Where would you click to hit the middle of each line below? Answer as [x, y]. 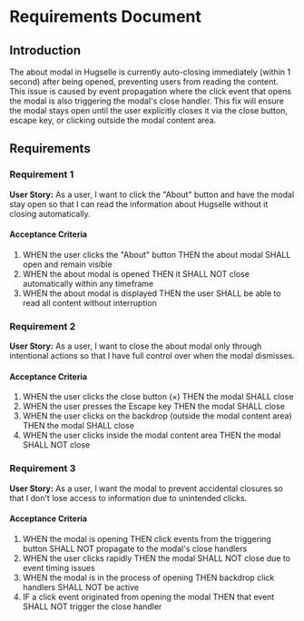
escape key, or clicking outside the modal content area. [113, 120]
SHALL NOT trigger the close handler [92, 606]
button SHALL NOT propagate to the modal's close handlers [135, 548]
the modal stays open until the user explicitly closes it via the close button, [148, 110]
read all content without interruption [89, 302]
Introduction [45, 50]
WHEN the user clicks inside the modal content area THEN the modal [152, 435]
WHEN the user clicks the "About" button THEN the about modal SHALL [157, 254]
